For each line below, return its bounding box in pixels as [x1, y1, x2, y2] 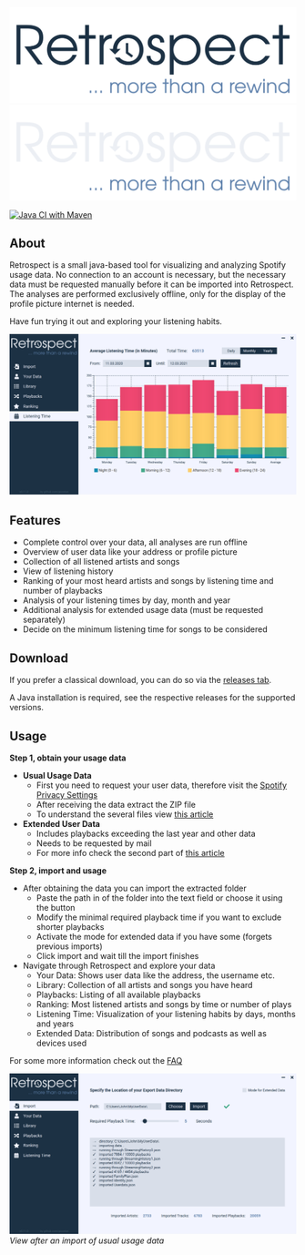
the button [36, 902, 76, 913]
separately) [22, 614, 66, 626]
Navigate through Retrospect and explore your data [22, 960, 216, 971]
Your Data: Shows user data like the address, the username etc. [36, 969, 276, 981]
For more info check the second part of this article [36, 847, 225, 858]
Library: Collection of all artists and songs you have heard [36, 979, 253, 990]
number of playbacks [22, 586, 103, 597]
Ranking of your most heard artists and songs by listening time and [22, 576, 274, 587]
